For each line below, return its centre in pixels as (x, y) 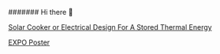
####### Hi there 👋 (41, 12)
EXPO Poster (29, 42)
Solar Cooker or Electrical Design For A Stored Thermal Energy (110, 27)
